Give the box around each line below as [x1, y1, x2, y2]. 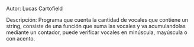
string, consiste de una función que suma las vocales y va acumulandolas [6, 23, 186, 29]
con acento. [6, 35, 35, 42]
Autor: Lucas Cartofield [6, 5, 63, 12]
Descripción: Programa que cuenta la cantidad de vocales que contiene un [6, 16, 188, 23]
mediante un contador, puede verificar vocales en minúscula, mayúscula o [6, 29, 187, 36]
